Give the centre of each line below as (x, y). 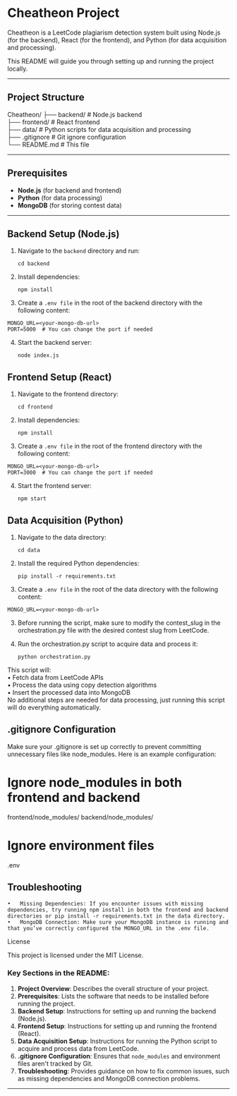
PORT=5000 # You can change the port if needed (80, 329)
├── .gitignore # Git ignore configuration (67, 137)
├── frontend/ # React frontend (54, 122)
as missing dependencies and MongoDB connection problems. (109, 1078)
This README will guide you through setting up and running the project (110, 61)
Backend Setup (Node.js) (63, 234)
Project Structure (46, 98)
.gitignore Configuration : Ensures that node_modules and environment (119, 1056)
